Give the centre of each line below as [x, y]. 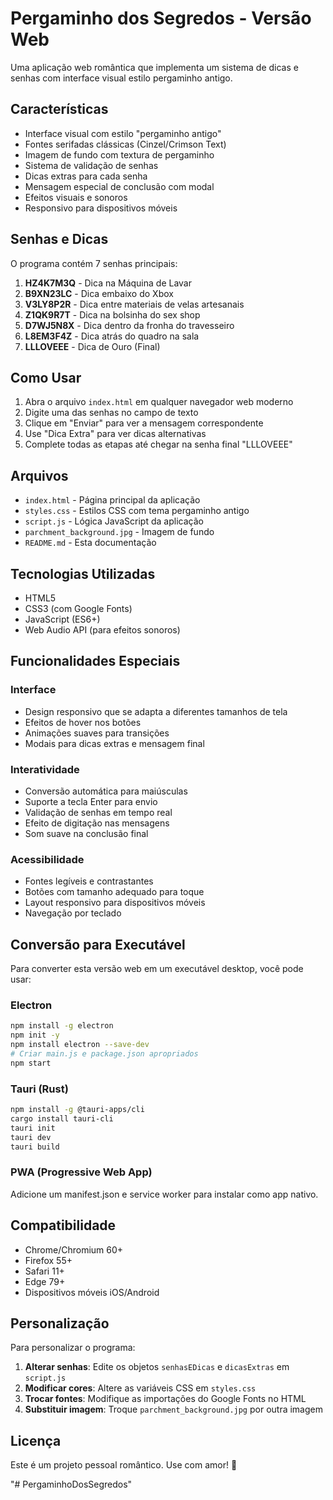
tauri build [35, 1147]
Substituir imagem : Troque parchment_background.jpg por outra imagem [173, 1409]
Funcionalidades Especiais [95, 661]
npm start [31, 1063]
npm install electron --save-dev [80, 1045]
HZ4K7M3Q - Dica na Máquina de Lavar [108, 283]
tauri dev [31, 1137]
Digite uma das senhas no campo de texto [111, 413]
